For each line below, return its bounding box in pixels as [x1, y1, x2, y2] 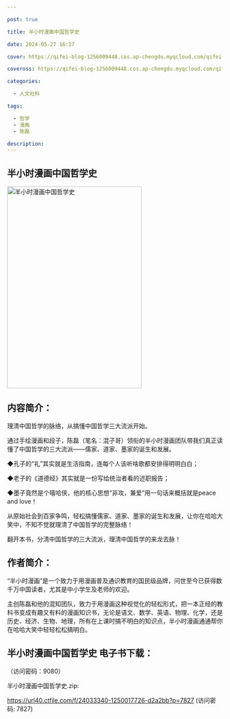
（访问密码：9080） [7, 667, 65, 675]
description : [7, 140, 44, 148]
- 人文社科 [13, 91, 40, 97]
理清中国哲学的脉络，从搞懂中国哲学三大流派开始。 [7, 421, 151, 429]
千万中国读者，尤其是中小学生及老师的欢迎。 [7, 585, 133, 593]
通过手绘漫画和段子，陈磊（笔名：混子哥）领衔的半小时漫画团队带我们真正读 [7, 436, 223, 445]
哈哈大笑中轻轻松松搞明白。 [12, 625, 91, 633]
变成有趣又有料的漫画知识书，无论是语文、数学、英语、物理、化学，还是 [18, 608, 223, 616]
